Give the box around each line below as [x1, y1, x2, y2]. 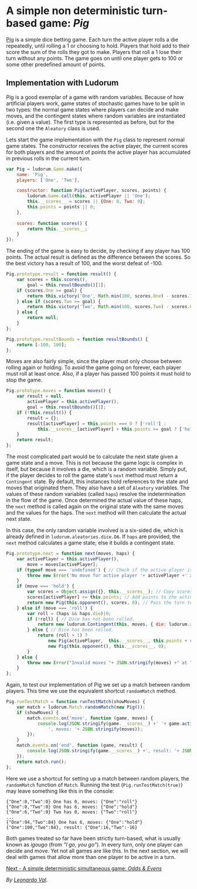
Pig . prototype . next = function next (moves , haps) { [6, 550, 135, 556]
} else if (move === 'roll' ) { [16, 605, 93, 611]
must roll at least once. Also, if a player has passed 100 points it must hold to [6, 370, 191, 377]
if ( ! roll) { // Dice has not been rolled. [27, 616, 135, 622]
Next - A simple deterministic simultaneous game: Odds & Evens [6, 864, 162, 872]
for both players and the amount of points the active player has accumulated [6, 148, 191, 156]
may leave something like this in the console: [6, 787, 114, 795]
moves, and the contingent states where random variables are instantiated [6, 112, 186, 119]
